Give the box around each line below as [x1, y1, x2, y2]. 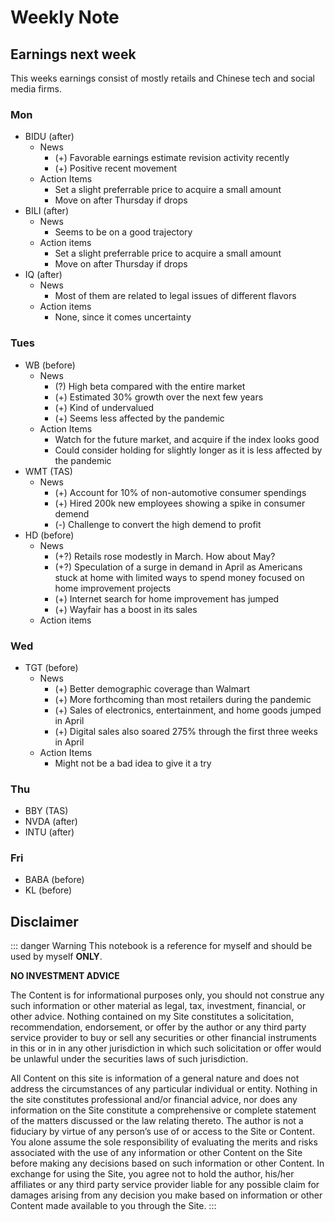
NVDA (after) [24, 816, 78, 828]
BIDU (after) [24, 131, 75, 143]
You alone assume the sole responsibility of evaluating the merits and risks [10, 1136, 318, 1148]
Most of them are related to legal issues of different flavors [54, 290, 297, 302]
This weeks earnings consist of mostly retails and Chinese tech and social [10, 72, 315, 84]
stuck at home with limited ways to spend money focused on [54, 571, 305, 583]
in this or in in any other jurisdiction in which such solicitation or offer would [10, 1042, 322, 1055]
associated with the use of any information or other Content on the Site [10, 1147, 303, 1159]
